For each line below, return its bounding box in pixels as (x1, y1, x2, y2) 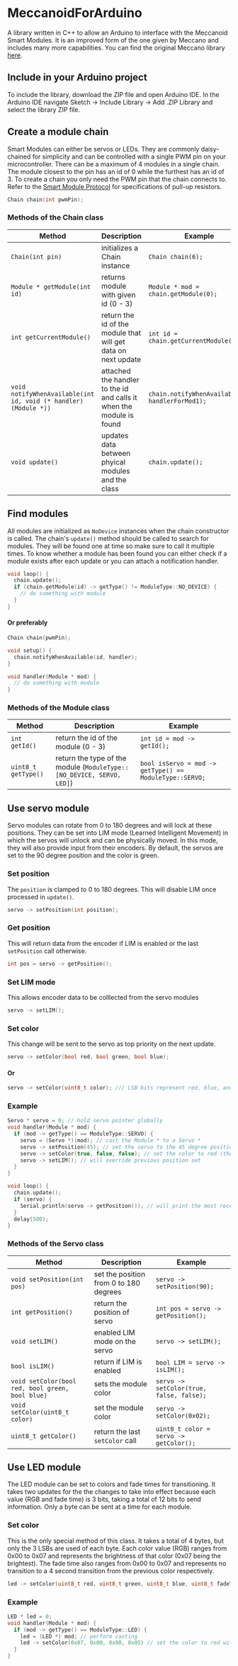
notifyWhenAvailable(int (11, 389, 95, 398)
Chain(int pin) (11, 253, 62, 261)
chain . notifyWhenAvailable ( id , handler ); (13, 654, 138, 661)
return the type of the (55, 753, 127, 763)
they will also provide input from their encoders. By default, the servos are (7, 844, 224, 852)
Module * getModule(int (11, 283, 91, 291)
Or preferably (7, 618, 48, 627)
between (101, 448, 131, 458)
